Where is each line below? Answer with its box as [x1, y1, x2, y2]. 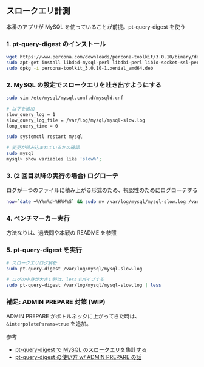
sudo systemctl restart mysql [6, 134, 83, 140]
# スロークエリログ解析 [6, 260, 58, 266]
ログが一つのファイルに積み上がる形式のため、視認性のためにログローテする [6, 187, 198, 194]
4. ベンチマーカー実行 [6, 214, 70, 222]
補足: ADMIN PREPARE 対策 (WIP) [6, 298, 106, 306]
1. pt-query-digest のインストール [6, 39, 106, 48]
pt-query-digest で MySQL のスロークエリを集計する [15, 346, 148, 354]
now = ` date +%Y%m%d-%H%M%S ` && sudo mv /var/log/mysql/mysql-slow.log [6, 199, 186, 205]
